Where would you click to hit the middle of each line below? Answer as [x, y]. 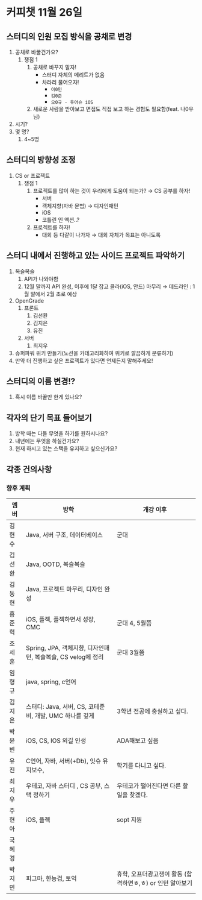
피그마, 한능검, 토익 [51, 878]
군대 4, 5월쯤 [134, 623]
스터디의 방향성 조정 [41, 160]
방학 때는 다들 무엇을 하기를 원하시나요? [61, 433]
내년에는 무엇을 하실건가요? [47, 441]
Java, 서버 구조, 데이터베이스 [65, 535]
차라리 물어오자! [60, 82]
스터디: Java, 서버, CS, [57, 706]
